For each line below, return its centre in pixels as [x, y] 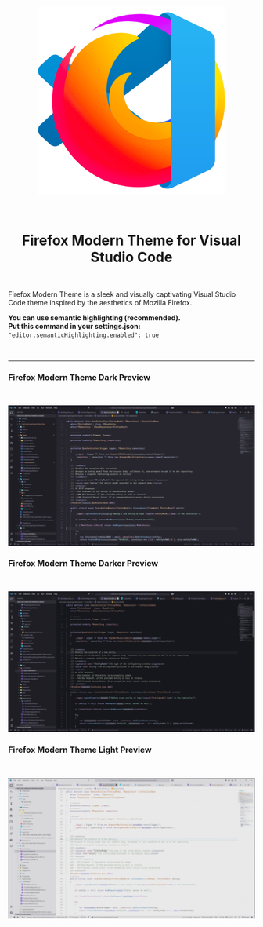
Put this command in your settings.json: [74, 326]
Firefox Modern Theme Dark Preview [79, 377]
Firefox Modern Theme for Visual [131, 241]
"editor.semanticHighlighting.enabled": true [83, 335]
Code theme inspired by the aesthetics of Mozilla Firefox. [100, 302]
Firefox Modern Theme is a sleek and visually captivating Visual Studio [122, 294]
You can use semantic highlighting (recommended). [95, 318]
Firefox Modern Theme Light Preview [80, 750]
